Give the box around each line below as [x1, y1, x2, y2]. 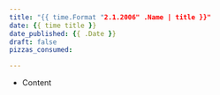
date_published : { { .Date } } [9, 29, 117, 38]
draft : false [9, 37, 57, 47]
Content [21, 77, 52, 88]
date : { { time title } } [9, 21, 97, 30]
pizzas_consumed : [9, 46, 73, 55]
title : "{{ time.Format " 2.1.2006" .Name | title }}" [9, 12, 212, 22]
